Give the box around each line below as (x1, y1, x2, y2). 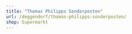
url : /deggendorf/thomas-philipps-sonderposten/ (6, 14, 127, 20)
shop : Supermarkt (6, 19, 48, 25)
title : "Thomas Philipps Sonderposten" (6, 8, 103, 14)
